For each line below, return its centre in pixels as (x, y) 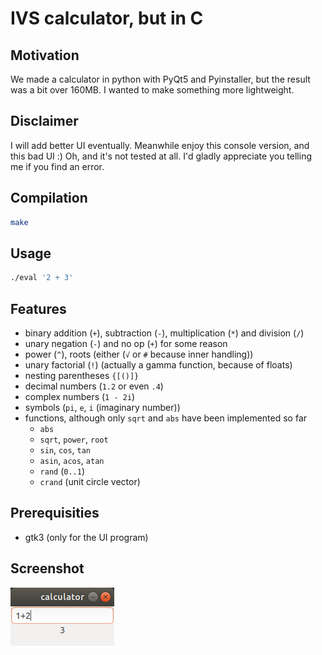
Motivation (45, 55)
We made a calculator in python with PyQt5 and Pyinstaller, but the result (160, 79)
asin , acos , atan (72, 460)
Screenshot (47, 568)
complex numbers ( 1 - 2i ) (80, 396)
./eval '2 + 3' (42, 278)
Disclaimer (44, 121)
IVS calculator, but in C (107, 18)
